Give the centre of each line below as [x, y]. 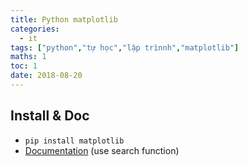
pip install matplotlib [74, 141]
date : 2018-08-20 [46, 76]
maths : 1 [28, 57]
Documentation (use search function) [102, 150]
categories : [35, 29]
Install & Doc [50, 116]
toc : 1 [24, 66]
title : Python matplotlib [64, 19]
